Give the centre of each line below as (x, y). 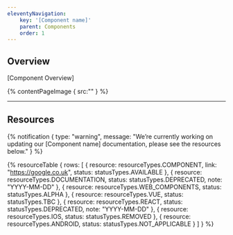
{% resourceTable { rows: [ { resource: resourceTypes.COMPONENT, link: (112, 165)
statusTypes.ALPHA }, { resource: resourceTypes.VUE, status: (95, 194)
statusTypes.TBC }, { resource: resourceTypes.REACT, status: (95, 202)
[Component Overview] (41, 78)
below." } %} (25, 151)
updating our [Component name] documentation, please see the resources (114, 144)
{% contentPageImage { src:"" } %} (58, 92)
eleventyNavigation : (37, 14)
